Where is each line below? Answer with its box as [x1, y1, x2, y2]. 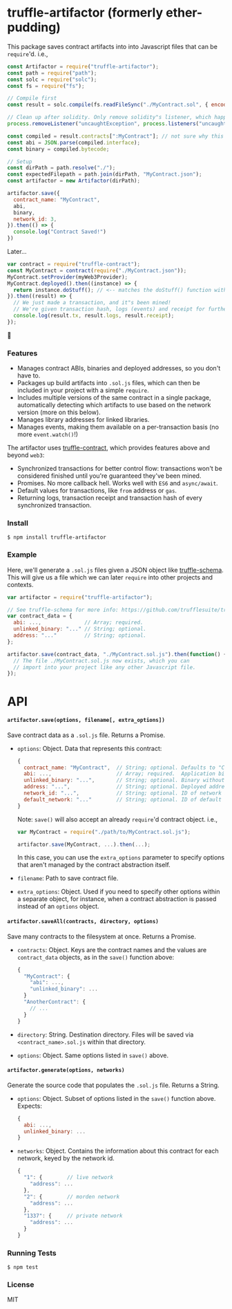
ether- [165, 5, 203, 21]
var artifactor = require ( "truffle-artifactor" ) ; [7, 593, 153, 601]
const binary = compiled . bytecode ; [7, 145, 110, 153]
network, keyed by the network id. [17, 1154, 115, 1162]
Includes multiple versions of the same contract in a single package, [17, 393, 211, 402]
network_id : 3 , [13, 216, 57, 223]
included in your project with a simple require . [17, 386, 150, 395]
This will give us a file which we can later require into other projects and [7, 573, 213, 582]
